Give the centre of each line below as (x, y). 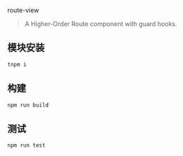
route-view (23, 10)
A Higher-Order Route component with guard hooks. (101, 24)
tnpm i (17, 64)
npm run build (28, 105)
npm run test (26, 145)
